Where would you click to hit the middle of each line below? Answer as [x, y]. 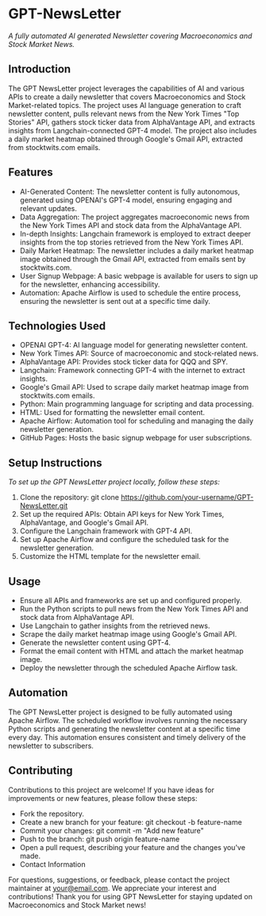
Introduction [40, 69]
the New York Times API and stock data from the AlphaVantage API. [131, 225]
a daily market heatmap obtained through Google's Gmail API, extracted [126, 139]
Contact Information [52, 864]
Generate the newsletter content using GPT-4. [95, 643]
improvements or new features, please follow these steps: [103, 798]
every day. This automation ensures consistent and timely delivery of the [127, 737]
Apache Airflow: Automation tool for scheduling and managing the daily [137, 421]
